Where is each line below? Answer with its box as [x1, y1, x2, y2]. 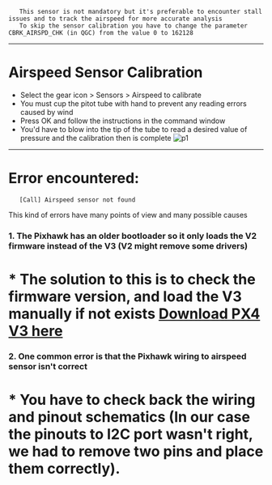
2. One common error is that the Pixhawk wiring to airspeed [8, 351, 247, 362]
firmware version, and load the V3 [8, 287, 243, 305]
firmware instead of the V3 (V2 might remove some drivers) [8, 240, 249, 251]
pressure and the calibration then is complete [19, 133, 172, 143]
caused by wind [19, 107, 74, 117]
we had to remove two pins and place [8, 442, 264, 461]
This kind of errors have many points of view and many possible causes [8, 210, 249, 219]
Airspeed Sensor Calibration [8, 63, 203, 82]
